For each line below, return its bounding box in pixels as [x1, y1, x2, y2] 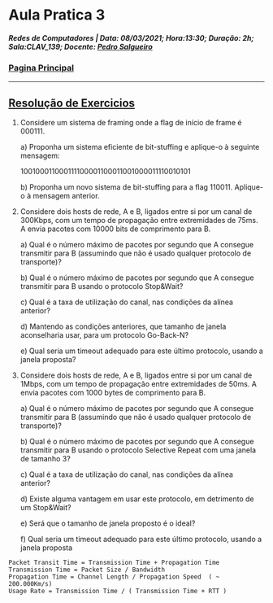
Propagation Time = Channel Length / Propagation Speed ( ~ [8, 573, 220, 581]
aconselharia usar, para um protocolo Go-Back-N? [19, 330, 189, 340]
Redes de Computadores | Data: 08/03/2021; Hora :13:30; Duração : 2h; [8, 33, 254, 42]
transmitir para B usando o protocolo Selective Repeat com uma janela [19, 445, 257, 455]
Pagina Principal [8, 63, 75, 74]
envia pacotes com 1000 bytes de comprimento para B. [19, 388, 206, 398]
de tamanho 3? [19, 454, 71, 464]
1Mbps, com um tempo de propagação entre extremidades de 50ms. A [19, 379, 258, 389]
